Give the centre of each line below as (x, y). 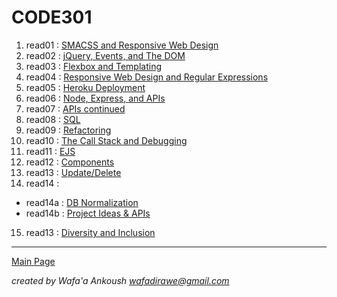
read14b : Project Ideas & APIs (88, 213)
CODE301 (52, 17)
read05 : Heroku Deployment (85, 87)
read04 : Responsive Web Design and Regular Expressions (147, 77)
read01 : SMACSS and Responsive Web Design (122, 45)
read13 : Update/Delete (73, 172)
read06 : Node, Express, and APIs (95, 98)
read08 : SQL (53, 119)
